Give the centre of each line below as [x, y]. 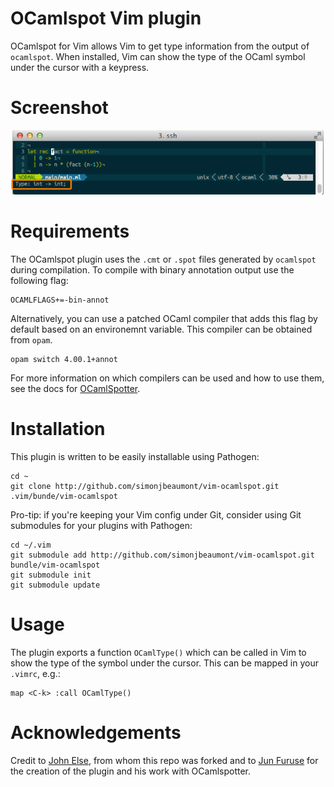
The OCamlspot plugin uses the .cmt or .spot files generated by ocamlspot [163, 259]
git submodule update [55, 585]
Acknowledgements [96, 733]
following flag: [39, 280]
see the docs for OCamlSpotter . [75, 388]
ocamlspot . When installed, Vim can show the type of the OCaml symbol [158, 56]
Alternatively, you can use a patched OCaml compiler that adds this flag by [164, 318]
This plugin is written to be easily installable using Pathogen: [135, 456]
